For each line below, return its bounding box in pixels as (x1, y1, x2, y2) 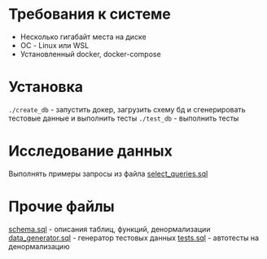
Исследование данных (8, 142, 173, 160)
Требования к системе (8, 5, 171, 24)
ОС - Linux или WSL (20, 40, 90, 50)
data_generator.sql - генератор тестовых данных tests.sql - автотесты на (8, 233, 259, 243)
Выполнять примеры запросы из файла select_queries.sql (8, 169, 208, 178)
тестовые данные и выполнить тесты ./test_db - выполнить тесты (8, 113, 239, 123)
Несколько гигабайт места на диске (20, 32, 147, 42)
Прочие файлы (8, 197, 116, 216)
